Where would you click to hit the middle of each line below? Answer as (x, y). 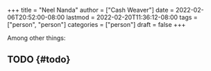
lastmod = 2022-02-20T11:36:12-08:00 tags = (132, 17)
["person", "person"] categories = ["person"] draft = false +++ (96, 24)
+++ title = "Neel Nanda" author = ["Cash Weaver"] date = (91, 10)
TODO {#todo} (39, 60)
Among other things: (36, 38)
